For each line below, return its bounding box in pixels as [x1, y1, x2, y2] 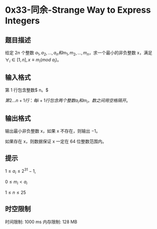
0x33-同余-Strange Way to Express [5, 4, 151, 16]
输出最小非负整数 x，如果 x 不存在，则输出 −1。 [5, 128, 100, 134]
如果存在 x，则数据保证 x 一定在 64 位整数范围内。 [5, 138, 107, 144]
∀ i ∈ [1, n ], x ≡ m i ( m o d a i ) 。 [5, 57, 62, 64]
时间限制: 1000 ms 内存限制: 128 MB [5, 219, 78, 225]
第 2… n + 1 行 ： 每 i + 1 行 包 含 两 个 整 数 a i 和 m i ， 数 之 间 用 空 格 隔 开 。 [5, 97, 131, 105]
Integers [5, 15, 40, 26]
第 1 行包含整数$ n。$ [5, 87, 49, 93]
